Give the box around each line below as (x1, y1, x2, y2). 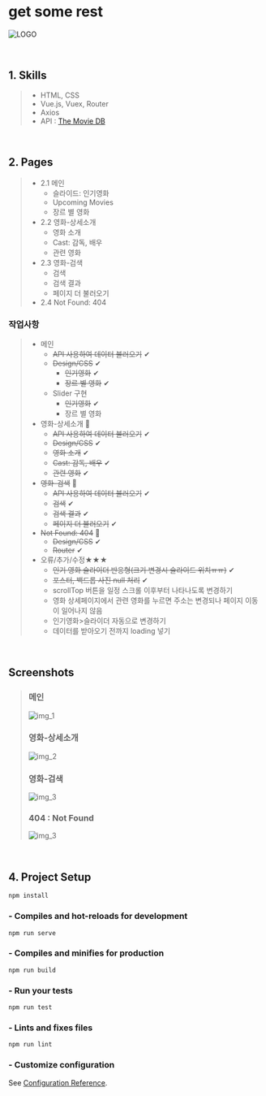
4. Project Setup (8, 870, 92, 884)
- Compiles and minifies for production (8, 947, 165, 959)
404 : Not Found (28, 812, 95, 824)
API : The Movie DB (40, 116, 105, 126)
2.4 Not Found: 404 (40, 297, 107, 307)
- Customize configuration (8, 1059, 115, 1071)
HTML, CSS (40, 90, 79, 100)
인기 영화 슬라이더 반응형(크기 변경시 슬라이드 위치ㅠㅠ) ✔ (52, 565, 235, 574)
